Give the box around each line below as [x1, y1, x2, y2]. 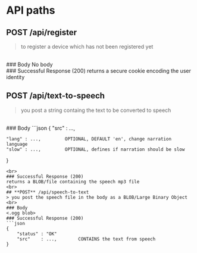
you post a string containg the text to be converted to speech [20, 107, 171, 114]
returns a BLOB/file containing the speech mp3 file [6, 179, 140, 185]
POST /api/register [6, 27, 77, 38]
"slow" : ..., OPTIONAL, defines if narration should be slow [6, 146, 185, 152]
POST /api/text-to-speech [6, 90, 105, 101]
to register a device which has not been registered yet [20, 43, 154, 50]
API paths [6, 4, 55, 17]
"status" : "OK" [17, 230, 58, 237]
